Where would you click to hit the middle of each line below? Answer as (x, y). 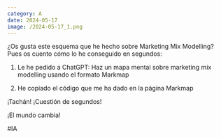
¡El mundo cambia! (34, 115)
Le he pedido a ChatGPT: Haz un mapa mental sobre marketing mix (114, 68)
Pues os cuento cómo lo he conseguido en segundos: (85, 54)
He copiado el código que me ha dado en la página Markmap (105, 89)
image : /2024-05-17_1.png (45, 26)
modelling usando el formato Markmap (73, 75)
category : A (24, 14)
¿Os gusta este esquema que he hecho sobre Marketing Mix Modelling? (111, 47)
